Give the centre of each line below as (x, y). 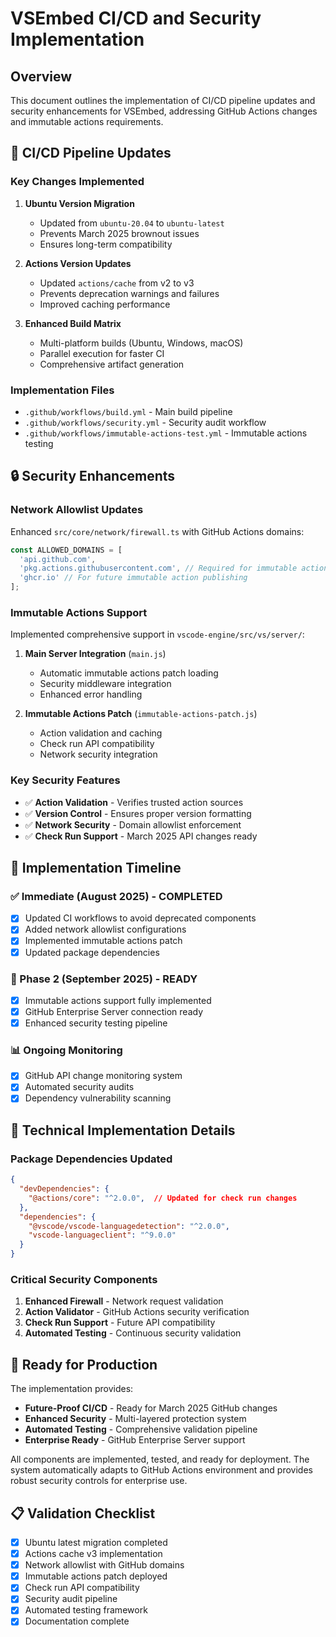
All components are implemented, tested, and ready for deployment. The (160, 1459)
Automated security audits (79, 1087)
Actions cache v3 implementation (93, 1554)
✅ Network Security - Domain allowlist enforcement (133, 824)
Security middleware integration (105, 684)
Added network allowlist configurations (105, 929)
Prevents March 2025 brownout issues (119, 233)
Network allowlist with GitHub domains (104, 1565)
